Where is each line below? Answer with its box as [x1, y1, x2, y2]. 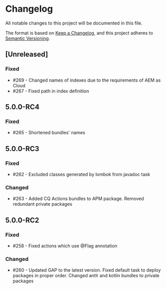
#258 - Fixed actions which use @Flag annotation [12, 243, 117, 249]
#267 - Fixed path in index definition [12, 88, 89, 94]
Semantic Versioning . [5, 35, 50, 41]
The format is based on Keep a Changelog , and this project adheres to [5, 30, 153, 36]
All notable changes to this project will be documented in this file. [5, 20, 143, 26]
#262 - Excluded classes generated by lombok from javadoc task [12, 172, 151, 177]
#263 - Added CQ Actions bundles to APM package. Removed [12, 196, 144, 202]
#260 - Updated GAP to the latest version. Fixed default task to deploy [12, 267, 161, 273]
